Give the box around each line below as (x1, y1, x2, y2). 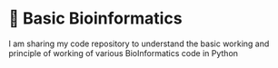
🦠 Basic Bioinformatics (8, 8, 183, 29)
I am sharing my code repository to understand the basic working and (8, 38, 270, 49)
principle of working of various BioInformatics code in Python (8, 47, 238, 58)
